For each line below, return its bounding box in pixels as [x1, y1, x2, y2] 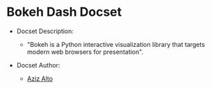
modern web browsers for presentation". [26, 48, 144, 56]
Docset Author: [16, 61, 60, 69]
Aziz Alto [26, 74, 54, 83]
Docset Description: [16, 27, 74, 35]
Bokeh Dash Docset [6, 4, 122, 20]
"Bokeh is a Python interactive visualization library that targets [26, 40, 206, 48]
